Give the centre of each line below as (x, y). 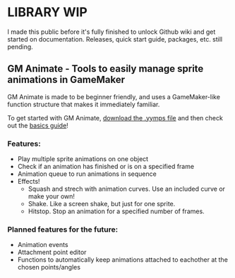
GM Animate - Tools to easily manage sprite (106, 69)
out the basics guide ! (38, 125)
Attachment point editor (52, 252)
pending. (20, 46)
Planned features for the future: (63, 229)
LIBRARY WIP (48, 12)
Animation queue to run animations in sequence (87, 174)
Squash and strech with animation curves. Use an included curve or (127, 189)
